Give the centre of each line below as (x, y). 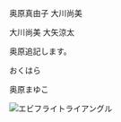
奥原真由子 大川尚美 (46, 13)
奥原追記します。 (40, 51)
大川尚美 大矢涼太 (42, 32)
